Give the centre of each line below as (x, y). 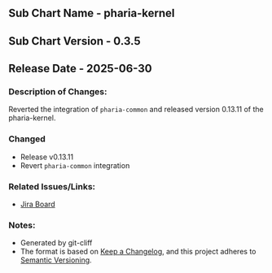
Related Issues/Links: (52, 186)
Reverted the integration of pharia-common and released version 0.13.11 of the (136, 110)
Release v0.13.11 (47, 157)
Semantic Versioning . (56, 260)
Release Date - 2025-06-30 (80, 69)
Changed (27, 139)
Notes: (22, 225)
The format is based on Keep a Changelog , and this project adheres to (138, 252)
